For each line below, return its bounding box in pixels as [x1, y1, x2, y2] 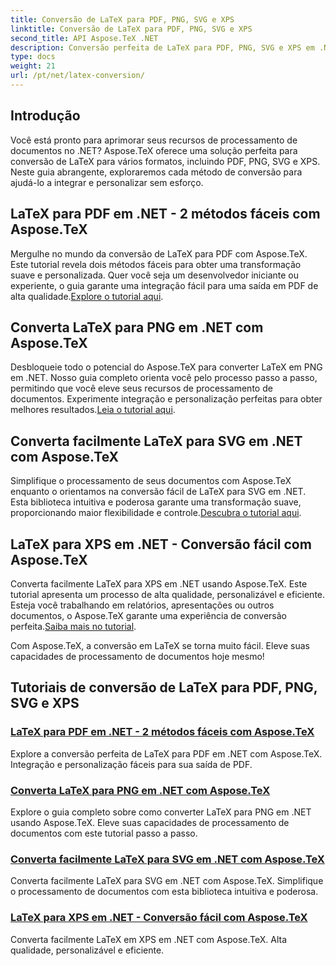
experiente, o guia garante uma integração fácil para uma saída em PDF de [10, 279, 319, 291]
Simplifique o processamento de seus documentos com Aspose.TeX [10, 475, 292, 487]
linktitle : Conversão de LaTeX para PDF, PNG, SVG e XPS [10, 24, 253, 34]
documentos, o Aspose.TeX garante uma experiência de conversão [10, 609, 287, 621]
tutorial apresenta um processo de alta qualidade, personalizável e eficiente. [10, 588, 326, 600]
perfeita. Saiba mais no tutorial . [10, 620, 137, 632]
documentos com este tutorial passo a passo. [10, 827, 198, 839]
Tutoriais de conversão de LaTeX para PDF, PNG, [10, 679, 318, 696]
